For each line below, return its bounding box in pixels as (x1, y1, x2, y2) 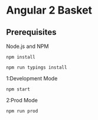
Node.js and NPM (6, 43, 49, 50)
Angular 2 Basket (6, 4, 93, 17)
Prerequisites (6, 27, 57, 37)
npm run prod (6, 108, 38, 114)
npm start (6, 86, 31, 92)
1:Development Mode (6, 75, 58, 82)
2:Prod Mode (6, 97, 38, 103)
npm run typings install (6, 64, 67, 70)
